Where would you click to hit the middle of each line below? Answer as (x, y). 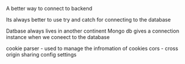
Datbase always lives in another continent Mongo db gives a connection (93, 31)
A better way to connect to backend (49, 8)
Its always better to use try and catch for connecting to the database (88, 19)
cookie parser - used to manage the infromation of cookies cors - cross (92, 48)
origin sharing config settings (41, 54)
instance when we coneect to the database (58, 37)
